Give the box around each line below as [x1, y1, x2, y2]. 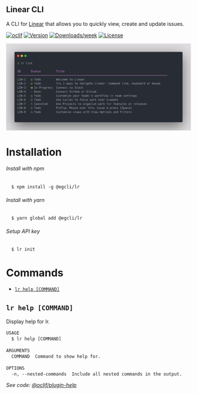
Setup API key [6, 227, 40, 234]
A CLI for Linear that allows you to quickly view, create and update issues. [6, 20, 185, 27]
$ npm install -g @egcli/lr [11, 184, 80, 190]
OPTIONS [6, 365, 25, 372]
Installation [6, 145, 62, 159]
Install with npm [6, 165, 45, 172]
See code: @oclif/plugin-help [6, 382, 77, 389]
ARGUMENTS [6, 348, 30, 354]
